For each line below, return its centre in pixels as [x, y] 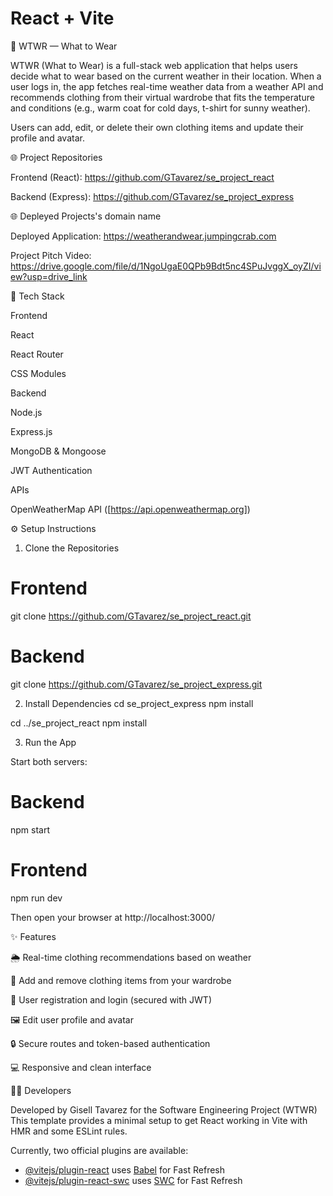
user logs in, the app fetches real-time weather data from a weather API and [167, 86]
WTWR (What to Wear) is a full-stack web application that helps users [154, 65]
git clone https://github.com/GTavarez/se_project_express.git [136, 684]
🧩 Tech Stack [37, 296]
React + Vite [62, 18]
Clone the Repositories [72, 548]
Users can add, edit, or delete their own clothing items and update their [157, 127]
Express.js [31, 431]
